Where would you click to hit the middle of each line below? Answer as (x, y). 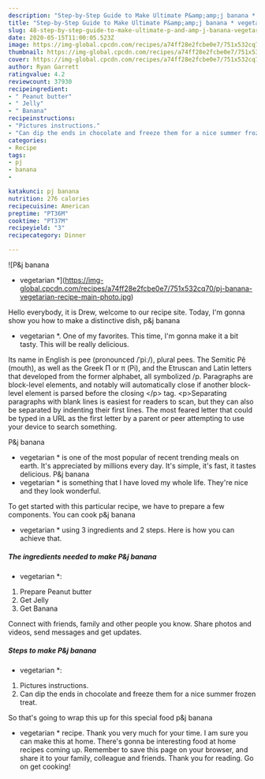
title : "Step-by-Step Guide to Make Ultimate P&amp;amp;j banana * (121, 23)
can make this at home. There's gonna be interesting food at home (128, 741)
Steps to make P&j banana (52, 650)
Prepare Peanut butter (56, 591)
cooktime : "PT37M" (38, 221)
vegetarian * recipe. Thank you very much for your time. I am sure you (134, 732)
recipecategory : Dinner (47, 235)
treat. (28, 702)
